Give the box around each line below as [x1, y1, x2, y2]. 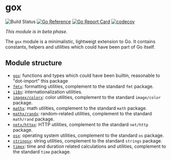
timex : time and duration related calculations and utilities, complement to [12, 143, 166, 149]
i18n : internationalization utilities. [12, 89, 83, 95]
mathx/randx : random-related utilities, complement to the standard [12, 110, 152, 116]
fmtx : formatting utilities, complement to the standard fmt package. [12, 83, 154, 89]
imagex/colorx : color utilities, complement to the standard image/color [12, 94, 161, 100]
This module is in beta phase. [5, 28, 68, 34]
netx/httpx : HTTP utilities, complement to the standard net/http [12, 121, 148, 127]
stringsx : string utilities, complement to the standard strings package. [12, 137, 162, 144]
